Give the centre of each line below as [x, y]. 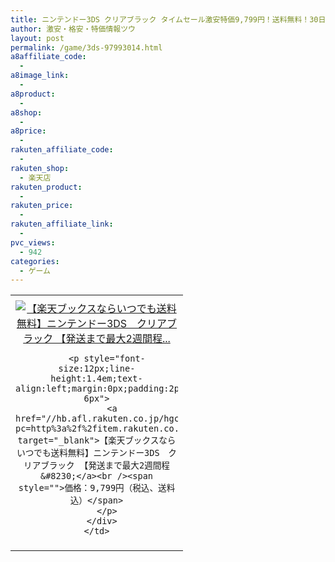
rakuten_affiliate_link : [62, 224]
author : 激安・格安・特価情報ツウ [73, 29]
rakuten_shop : [40, 168]
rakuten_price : [42, 206]
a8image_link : [40, 76]
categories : [35, 261]
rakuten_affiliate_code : [62, 150]
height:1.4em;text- [96, 379]
